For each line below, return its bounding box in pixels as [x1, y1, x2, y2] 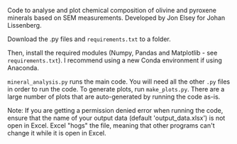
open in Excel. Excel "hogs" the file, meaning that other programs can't [7, 121, 215, 130]
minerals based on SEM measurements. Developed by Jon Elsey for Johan [7, 13, 226, 22]
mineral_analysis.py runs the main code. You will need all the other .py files [7, 77, 231, 86]
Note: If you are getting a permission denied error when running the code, [7, 106, 224, 114]
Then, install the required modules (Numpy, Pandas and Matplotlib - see [7, 49, 218, 57]
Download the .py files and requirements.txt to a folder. [7, 35, 172, 43]
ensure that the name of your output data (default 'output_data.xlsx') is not [7, 113, 226, 122]
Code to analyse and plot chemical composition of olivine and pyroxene [7, 6, 216, 14]
